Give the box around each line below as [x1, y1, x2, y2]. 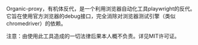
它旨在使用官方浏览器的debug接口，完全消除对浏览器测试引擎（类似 [6, 12, 176, 20]
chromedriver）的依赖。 [6, 20, 66, 27]
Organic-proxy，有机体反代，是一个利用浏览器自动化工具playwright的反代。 [6, 5, 196, 12]
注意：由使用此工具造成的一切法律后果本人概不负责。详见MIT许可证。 [6, 33, 180, 40]
